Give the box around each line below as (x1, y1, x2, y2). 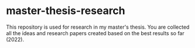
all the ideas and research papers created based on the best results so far (6, 29, 184, 36)
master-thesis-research (6, 4, 126, 18)
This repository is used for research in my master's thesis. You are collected (6, 23, 190, 30)
